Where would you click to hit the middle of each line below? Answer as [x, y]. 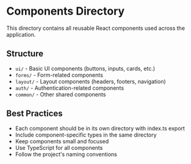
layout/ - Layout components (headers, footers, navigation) [90, 81]
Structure [25, 54]
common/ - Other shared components [60, 94]
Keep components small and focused [62, 141]
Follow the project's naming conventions [66, 154]
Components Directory [66, 11]
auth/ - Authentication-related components [69, 88]
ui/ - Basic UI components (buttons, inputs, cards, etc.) [85, 68]
